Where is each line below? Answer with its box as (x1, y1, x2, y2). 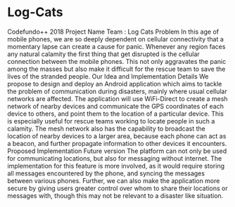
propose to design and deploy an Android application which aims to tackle (7, 79, 222, 88)
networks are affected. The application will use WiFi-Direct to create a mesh (7, 94, 228, 102)
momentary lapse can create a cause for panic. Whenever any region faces (7, 42, 226, 51)
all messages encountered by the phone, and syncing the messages (7, 169, 205, 178)
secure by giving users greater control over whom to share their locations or (7, 184, 229, 192)
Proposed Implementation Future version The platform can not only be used (7, 147, 227, 155)
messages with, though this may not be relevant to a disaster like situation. (7, 191, 224, 200)
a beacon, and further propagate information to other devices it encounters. (7, 139, 227, 147)
